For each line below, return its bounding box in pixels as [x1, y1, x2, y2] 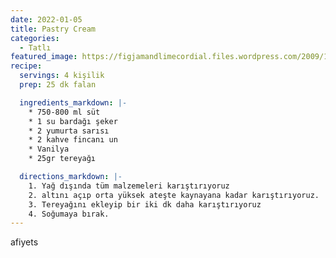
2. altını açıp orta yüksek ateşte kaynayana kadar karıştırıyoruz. [28, 190, 320, 200]
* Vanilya [28, 144, 70, 155]
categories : [10, 33, 60, 43]
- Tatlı [19, 42, 52, 53]
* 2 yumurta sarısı [28, 126, 110, 136]
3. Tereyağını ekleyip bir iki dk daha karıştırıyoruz [28, 199, 262, 210]
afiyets [10, 236, 39, 248]
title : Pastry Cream [10, 24, 97, 34]
